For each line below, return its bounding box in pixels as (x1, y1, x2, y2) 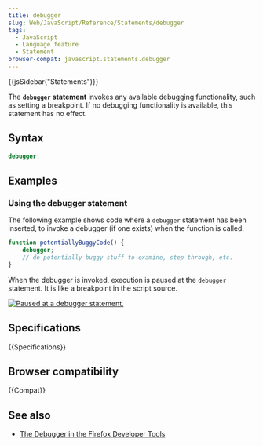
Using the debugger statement (8, 197, 128, 208)
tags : (8, 26, 26, 34)
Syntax (8, 131, 44, 145)
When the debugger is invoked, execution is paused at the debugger (8, 275, 227, 284)
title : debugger (8, 11, 61, 20)
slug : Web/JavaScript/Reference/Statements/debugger (8, 19, 184, 27)
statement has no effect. (8, 108, 88, 118)
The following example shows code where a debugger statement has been (8, 215, 247, 225)
